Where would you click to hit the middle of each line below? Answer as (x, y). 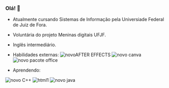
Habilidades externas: (36, 55)
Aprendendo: (27, 70)
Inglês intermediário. (34, 45)
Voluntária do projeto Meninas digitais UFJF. (59, 35)
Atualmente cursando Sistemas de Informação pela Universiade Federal (88, 20)
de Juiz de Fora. (30, 25)
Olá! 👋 (13, 8)
